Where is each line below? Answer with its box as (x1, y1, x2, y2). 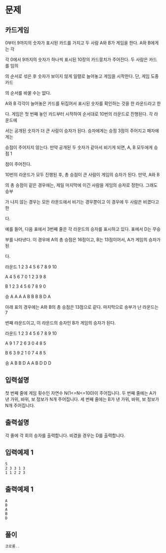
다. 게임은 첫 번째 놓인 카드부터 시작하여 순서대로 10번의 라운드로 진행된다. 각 (5, 111, 153, 117)
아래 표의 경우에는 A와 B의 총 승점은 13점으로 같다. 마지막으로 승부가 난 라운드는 (5, 304, 159, 310)
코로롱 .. (5, 544, 20, 549)
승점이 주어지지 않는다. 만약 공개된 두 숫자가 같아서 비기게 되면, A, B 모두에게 (5, 145, 153, 150)
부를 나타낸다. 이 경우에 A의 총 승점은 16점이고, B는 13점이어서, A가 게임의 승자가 (5, 237, 161, 243)
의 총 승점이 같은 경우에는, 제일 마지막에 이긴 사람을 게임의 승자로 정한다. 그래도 (5, 182, 158, 188)
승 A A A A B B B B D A (5, 294, 51, 300)
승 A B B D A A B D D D (5, 360, 52, 366)
